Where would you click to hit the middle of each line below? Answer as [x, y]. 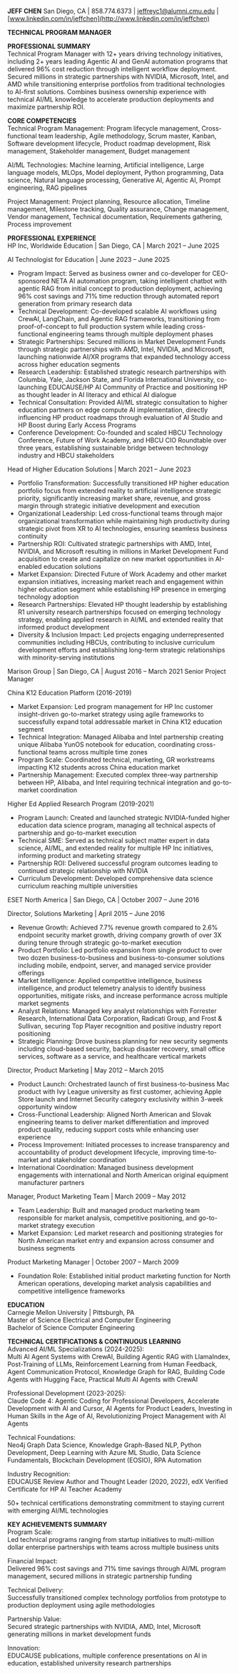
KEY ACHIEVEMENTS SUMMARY [57, 1524]
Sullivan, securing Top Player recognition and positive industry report [119, 1026]
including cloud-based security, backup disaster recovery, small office [121, 1049]
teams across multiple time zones [98, 752]
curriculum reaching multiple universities [77, 886]
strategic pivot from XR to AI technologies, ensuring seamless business [122, 529]
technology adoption [48, 597]
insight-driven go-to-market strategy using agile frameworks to [111, 714]
